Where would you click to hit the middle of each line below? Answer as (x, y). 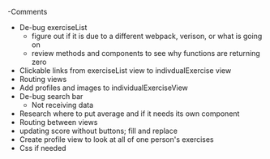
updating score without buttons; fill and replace (98, 131)
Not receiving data (62, 105)
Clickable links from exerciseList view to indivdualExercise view (125, 71)
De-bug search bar (51, 96)
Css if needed (43, 148)
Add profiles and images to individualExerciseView (103, 88)
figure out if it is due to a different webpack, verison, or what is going (147, 36)
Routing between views (58, 122)
